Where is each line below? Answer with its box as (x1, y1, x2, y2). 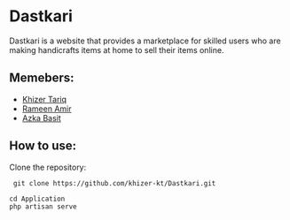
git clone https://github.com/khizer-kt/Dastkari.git (12, 178, 216, 187)
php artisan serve (9, 201, 77, 211)
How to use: (9, 139, 77, 154)
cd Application (9, 194, 66, 203)
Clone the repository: (9, 162, 87, 172)
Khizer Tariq (21, 94, 67, 104)
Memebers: (9, 71, 74, 86)
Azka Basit (21, 112, 62, 123)
